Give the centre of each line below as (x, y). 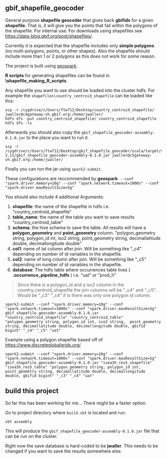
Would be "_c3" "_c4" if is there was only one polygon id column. (84, 295)
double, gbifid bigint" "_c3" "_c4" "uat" (50, 376)
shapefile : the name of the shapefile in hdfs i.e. (61, 206)
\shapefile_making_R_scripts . (37, 80)
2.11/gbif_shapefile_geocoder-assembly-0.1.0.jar (58, 155)
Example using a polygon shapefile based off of (54, 339)
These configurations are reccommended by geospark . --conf (69, 178)
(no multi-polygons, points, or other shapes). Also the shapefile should (78, 51)
